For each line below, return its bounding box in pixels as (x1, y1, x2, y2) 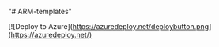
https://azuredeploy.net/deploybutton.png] (72, 22, 212, 31)
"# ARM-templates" (8, 7, 73, 16)
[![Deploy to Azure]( (8, 22, 74, 31)
